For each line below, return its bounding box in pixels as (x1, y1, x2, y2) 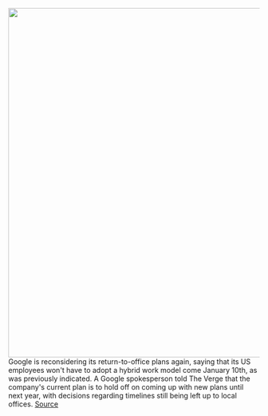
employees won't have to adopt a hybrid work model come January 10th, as (8, 366, 258, 374)
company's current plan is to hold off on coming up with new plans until (8, 382, 244, 391)
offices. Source (8, 399, 58, 409)
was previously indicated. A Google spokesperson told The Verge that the (8, 374, 250, 383)
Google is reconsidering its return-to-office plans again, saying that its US (8, 357, 251, 366)
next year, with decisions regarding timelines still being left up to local (8, 391, 238, 400)
